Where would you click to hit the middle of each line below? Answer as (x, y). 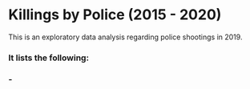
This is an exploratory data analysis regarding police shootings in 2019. (125, 37)
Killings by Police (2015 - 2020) (115, 15)
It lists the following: (49, 58)
